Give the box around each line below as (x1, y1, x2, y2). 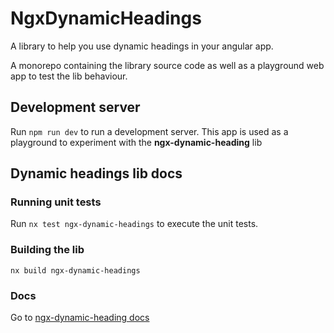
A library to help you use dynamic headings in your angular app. (10, 40, 274, 52)
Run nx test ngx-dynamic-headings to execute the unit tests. (10, 218, 259, 230)
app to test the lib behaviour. (10, 70, 128, 82)
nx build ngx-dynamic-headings (10, 265, 141, 276)
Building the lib (10, 243, 85, 257)
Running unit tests (10, 195, 102, 209)
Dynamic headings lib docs (10, 165, 183, 182)
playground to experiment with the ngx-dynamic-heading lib (10, 136, 263, 148)
